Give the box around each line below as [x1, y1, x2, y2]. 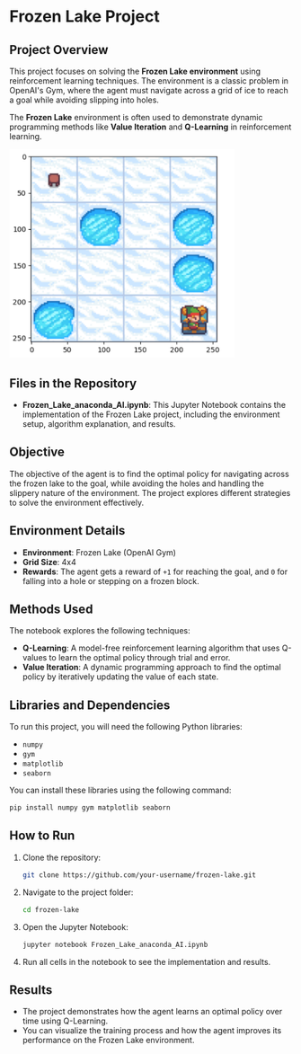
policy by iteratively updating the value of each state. [22, 671, 219, 682]
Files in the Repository [9, 376, 137, 391]
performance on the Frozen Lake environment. [22, 1035, 195, 1046]
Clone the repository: [22, 852, 102, 863]
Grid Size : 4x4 [22, 556, 76, 567]
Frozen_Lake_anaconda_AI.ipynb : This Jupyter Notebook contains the [22, 399, 286, 410]
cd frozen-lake [22, 905, 80, 914]
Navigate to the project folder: [22, 887, 134, 898]
